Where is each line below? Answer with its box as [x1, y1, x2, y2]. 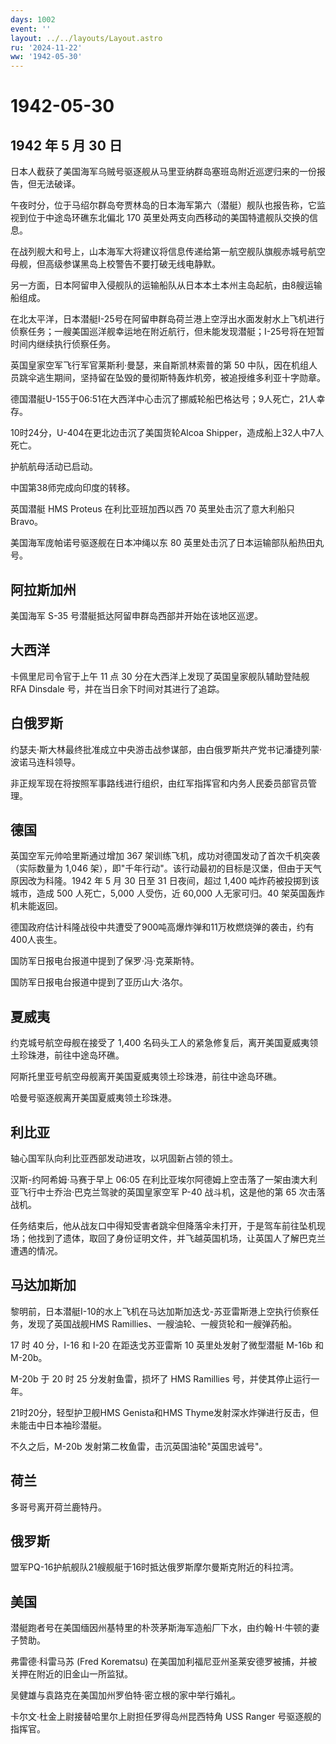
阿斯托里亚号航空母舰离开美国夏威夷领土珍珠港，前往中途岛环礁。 [10, 1071, 282, 1083]
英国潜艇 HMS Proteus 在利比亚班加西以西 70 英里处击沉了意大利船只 [10, 503, 295, 515]
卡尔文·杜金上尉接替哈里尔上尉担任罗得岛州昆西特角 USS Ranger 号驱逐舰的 [10, 1711, 322, 1723]
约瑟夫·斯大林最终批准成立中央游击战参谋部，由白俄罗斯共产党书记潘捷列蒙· [10, 743, 323, 755]
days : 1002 [10, 14, 56, 25]
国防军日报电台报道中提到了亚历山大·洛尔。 [10, 976, 189, 988]
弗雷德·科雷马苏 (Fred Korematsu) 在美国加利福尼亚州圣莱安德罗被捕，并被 [10, 1656, 318, 1668]
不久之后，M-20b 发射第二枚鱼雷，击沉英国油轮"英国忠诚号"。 [10, 1440, 268, 1452]
